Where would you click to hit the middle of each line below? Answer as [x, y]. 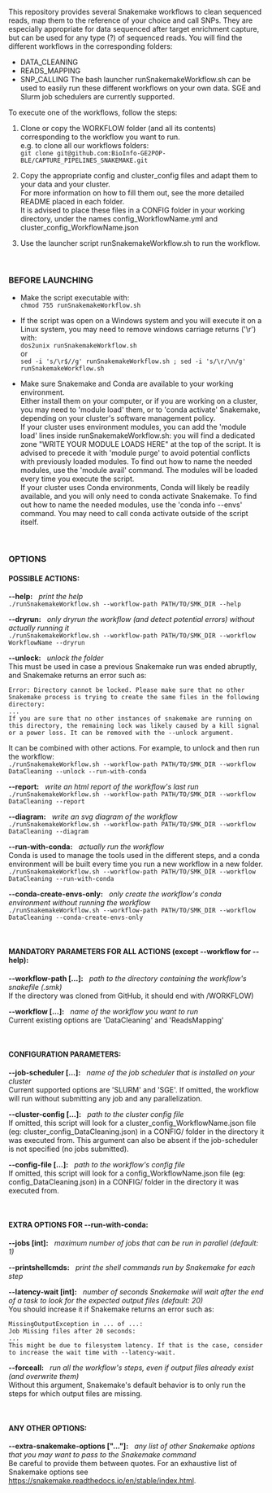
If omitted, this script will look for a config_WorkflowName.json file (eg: [127, 1173]
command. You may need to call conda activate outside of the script [134, 514]
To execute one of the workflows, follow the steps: [93, 112]
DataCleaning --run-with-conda [61, 879]
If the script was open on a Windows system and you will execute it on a [141, 321]
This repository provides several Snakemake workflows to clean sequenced [135, 12]
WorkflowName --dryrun [47, 643]
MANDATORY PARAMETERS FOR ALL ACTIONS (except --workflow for [130, 952]
